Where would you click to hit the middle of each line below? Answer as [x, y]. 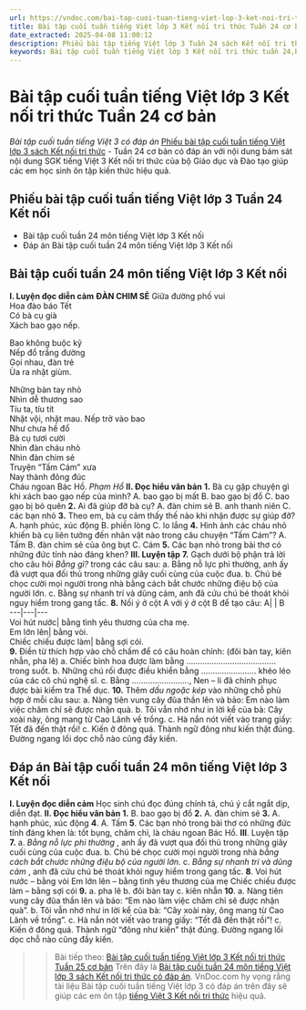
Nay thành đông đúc [48, 476]
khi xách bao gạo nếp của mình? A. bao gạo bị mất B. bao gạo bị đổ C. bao [149, 496]
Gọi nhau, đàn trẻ [42, 362]
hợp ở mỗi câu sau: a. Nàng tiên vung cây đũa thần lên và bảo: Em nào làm [149, 700]
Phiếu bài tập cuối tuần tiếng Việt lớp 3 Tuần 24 [146, 199]
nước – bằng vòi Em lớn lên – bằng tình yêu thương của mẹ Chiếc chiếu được [153, 880]
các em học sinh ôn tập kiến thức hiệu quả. [90, 171]
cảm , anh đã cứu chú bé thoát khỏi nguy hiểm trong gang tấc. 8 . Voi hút [146, 871]
